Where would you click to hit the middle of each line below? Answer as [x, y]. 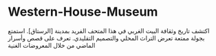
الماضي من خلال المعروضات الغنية [52, 45]
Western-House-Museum [83, 12]
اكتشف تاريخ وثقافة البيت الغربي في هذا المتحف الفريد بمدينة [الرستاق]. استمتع [109, 31]
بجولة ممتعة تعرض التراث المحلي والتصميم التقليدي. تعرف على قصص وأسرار [106, 38]
